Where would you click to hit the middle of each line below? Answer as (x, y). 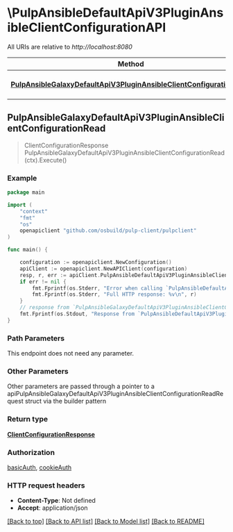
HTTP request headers (46, 485)
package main (26, 192)
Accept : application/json (52, 508)
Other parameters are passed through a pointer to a (81, 386)
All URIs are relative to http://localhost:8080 (70, 47)
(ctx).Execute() (45, 160)
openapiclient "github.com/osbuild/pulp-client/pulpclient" (108, 231)
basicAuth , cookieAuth (40, 467)
